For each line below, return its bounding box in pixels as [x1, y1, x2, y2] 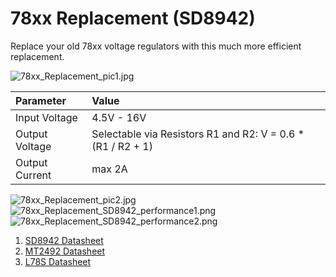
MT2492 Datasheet [24, 245, 106, 257]
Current [15, 168, 52, 182]
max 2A [91, 162, 128, 176]
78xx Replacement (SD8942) [10, 7, 256, 30]
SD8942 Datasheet [24, 234, 104, 246]
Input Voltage [15, 110, 78, 124]
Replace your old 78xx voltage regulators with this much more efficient [10, 40, 302, 52]
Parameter [15, 93, 67, 107]
